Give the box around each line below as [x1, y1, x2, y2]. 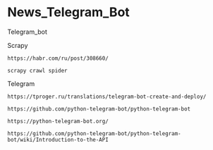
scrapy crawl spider [7, 67, 68, 74]
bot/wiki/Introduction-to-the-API [7, 136, 109, 143]
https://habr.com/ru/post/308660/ [7, 54, 109, 62]
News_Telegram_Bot [7, 4, 130, 20]
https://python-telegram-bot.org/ [7, 118, 109, 125]
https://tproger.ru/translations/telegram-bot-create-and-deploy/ [7, 93, 207, 100]
